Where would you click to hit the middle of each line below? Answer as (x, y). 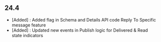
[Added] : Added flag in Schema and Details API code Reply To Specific (84, 20)
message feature (29, 25)
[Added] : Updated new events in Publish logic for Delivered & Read (80, 30)
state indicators (27, 35)
